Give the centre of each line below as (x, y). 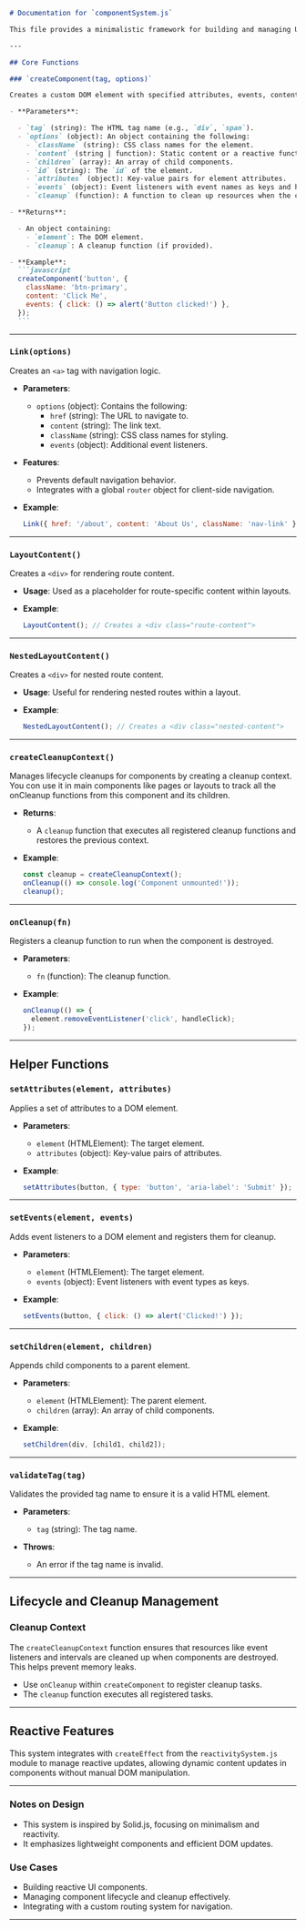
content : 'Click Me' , (66, 296)
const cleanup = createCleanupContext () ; (102, 875)
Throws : (39, 1547)
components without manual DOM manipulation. (100, 1772)
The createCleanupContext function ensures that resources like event (139, 1647)
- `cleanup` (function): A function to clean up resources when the (158, 196)
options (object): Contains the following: (112, 406)
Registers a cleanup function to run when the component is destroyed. (142, 941)
